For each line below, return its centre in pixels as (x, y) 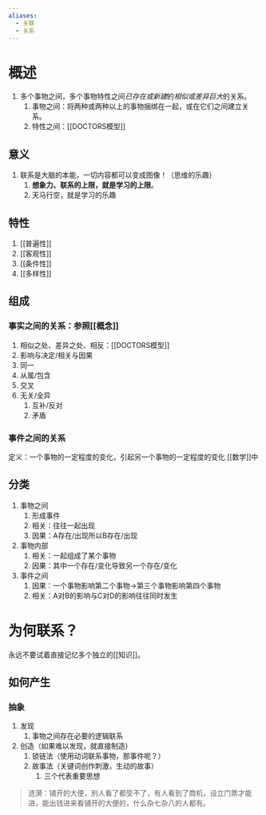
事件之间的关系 (37, 438)
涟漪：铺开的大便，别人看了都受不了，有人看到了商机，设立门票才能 (140, 793)
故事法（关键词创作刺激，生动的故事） (95, 766)
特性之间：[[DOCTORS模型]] (79, 127)
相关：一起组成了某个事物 (74, 555)
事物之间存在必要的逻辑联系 (77, 736)
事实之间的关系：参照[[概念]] (64, 326)
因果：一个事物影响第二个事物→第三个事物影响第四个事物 (126, 585)
